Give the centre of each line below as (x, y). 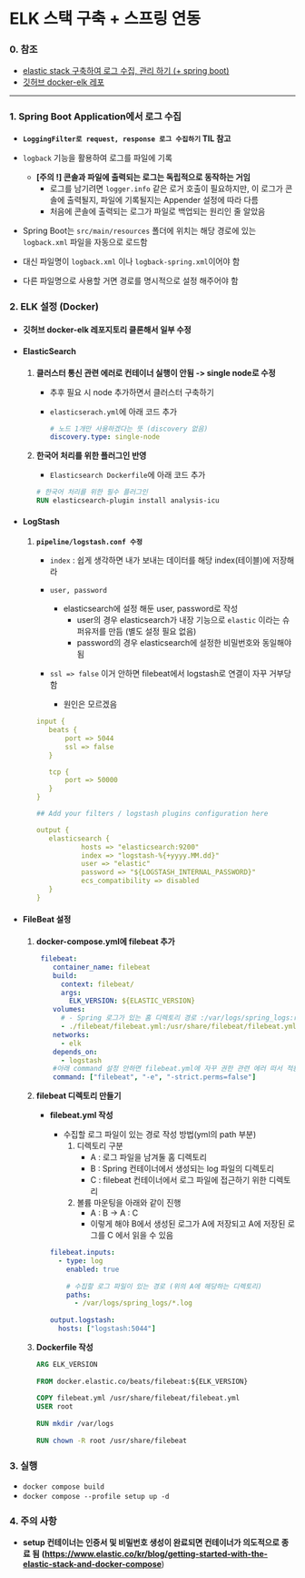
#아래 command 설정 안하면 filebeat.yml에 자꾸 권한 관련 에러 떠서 (168, 1069)
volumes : (69, 1010)
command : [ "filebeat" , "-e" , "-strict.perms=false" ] (155, 1077)
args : (71, 993)
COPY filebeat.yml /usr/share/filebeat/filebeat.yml (138, 1399)
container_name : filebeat (102, 967)
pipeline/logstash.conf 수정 (89, 543)
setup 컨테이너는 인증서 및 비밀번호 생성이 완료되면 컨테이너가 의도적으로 (151, 1542)
